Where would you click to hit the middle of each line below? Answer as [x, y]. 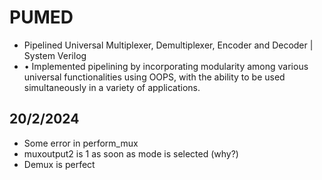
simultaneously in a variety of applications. [112, 87]
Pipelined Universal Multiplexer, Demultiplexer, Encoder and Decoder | [168, 45]
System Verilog [55, 55]
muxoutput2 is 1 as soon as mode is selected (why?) [131, 153]
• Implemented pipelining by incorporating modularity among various [166, 66]
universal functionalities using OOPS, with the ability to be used [154, 77]
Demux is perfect [59, 164]
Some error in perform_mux [81, 143]
